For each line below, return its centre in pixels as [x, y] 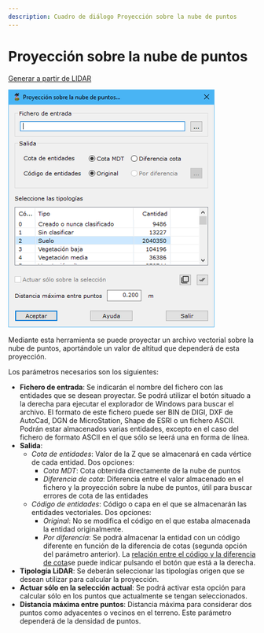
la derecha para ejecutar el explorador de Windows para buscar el [126, 403]
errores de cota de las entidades [95, 495]
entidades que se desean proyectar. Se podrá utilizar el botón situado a [135, 395]
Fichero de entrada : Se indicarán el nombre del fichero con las [121, 387]
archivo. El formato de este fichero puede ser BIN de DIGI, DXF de [126, 412]
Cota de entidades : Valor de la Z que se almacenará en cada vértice [141, 454]
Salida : [31, 445]
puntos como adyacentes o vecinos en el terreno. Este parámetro [125, 613]
